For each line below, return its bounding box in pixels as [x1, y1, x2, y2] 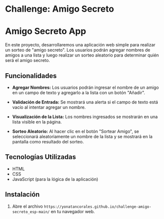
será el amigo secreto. [5, 58, 50, 63]
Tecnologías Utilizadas [5, 153, 76, 161]
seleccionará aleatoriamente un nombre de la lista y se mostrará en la [12, 133, 153, 139]
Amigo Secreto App [5, 26, 87, 37]
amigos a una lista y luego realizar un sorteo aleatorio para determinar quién [5, 52, 159, 58]
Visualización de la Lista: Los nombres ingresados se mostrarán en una [12, 114, 158, 119]
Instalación [5, 190, 40, 199]
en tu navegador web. [50, 208, 95, 214]
